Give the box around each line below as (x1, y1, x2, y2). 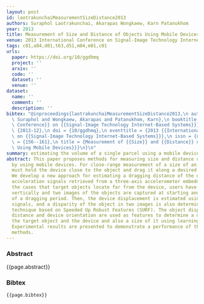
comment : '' (12, 99, 42, 105)
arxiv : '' (12, 65, 36, 72)
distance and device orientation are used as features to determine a (12, 212, 194, 219)
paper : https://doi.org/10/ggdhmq (12, 54, 99, 60)
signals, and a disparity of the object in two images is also (12, 201, 175, 207)
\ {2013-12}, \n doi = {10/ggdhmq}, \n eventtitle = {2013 (12, 128, 159, 134)
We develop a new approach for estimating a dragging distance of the (12, 173, 194, 179)
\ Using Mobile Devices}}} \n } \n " (12, 144, 97, 151)
